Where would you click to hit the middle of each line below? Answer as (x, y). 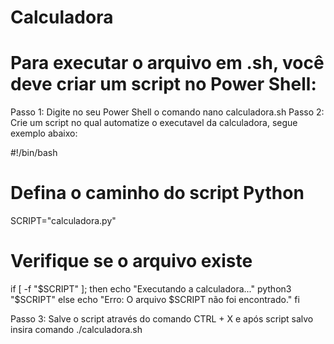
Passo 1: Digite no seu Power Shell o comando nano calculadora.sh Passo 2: (167, 112)
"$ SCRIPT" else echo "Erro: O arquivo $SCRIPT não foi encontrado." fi (155, 299)
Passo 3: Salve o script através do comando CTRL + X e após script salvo (162, 319)
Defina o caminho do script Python (157, 193)
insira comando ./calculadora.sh (76, 329)
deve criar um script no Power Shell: (163, 84)
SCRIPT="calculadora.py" (63, 221)
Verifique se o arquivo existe (131, 261)
